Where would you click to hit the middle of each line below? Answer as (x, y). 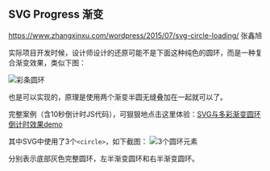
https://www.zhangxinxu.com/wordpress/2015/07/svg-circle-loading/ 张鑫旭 (135, 35)
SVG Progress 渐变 (56, 15)
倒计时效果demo (35, 124)
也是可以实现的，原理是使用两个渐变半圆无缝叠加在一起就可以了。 (118, 97)
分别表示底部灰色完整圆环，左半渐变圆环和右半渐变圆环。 (104, 158)
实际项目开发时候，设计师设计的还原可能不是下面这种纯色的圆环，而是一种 (132, 52)
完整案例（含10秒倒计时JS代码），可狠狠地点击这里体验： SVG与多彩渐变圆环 (135, 114)
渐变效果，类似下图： (50, 62)
